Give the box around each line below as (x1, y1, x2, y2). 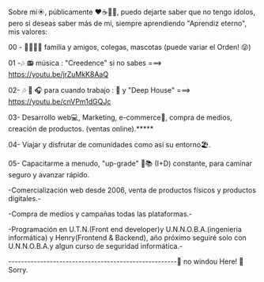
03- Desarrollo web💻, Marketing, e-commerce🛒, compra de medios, (8, 112, 233, 122)
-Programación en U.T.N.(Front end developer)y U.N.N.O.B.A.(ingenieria (8, 225, 243, 234)
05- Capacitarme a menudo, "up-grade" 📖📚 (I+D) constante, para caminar (8, 158, 253, 168)
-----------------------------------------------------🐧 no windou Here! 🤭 (8, 257, 244, 266)
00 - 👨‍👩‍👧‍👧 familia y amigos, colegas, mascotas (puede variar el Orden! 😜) (8, 43, 251, 51)
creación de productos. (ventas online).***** (8, 124, 154, 133)
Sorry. (8, 265, 28, 274)
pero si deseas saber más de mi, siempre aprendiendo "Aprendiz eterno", (8, 19, 247, 28)
